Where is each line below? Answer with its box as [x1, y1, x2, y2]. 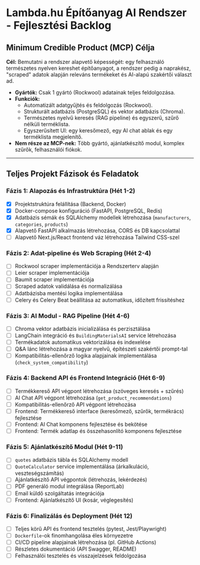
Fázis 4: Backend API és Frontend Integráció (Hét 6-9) [6, 374, 165, 382]
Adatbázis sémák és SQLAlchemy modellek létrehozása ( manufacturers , [14, 214, 191, 221]
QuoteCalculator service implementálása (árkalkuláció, [14, 463, 149, 470]
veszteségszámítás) [14, 469, 64, 477]
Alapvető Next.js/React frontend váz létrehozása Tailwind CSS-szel [14, 234, 180, 241]
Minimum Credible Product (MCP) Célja [6, 42, 155, 53]
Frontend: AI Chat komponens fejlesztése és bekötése [14, 420, 148, 428]
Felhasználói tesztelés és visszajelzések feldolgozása [14, 552, 146, 560]
